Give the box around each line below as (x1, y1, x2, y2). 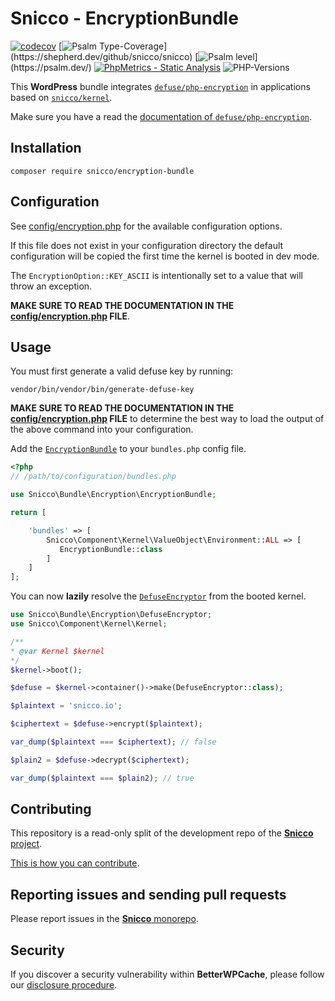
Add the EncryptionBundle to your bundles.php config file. (10, 443, 247, 455)
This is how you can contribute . (10, 857, 140, 869)
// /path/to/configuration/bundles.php (10, 472, 177, 482)
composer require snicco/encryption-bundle (10, 166, 195, 176)
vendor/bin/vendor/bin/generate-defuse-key (10, 385, 195, 395)
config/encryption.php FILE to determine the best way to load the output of (10, 413, 325, 425)
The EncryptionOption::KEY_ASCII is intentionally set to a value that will (10, 269, 304, 281)
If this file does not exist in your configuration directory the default (10, 239, 284, 251)
